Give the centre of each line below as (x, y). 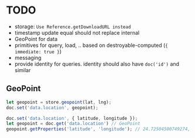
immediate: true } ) (38, 51)
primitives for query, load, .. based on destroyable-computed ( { (91, 45)
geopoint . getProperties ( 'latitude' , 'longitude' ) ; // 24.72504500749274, (98, 129)
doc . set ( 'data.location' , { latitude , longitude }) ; (72, 118)
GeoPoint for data (36, 39)
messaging (28, 58)
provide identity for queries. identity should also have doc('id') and (97, 64)
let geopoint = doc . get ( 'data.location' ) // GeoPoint (73, 124)
